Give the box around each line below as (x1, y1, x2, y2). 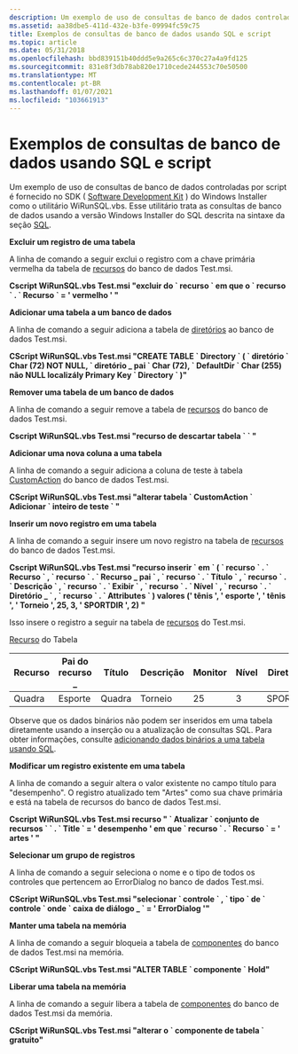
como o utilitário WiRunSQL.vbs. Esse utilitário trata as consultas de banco (9, 201, 282, 211)
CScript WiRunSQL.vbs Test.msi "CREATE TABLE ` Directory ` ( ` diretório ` (9, 351, 289, 362)
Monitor (192, 666, 228, 679)
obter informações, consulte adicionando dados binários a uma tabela (9, 734, 265, 745)
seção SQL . (9, 219, 51, 231)
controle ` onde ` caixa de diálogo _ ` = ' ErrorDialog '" (9, 903, 210, 914)
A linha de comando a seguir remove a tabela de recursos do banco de (9, 405, 269, 415)
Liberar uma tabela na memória (9, 981, 127, 992)
